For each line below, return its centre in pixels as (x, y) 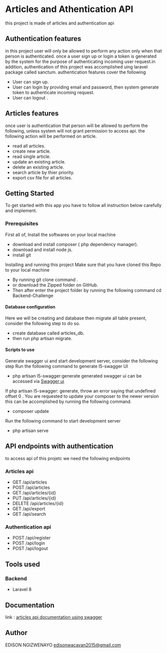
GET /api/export (29, 509)
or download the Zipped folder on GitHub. (55, 285)
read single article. (31, 156)
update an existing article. (39, 161)
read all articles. (29, 145)
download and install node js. (42, 249)
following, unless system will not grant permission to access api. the (75, 130)
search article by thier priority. (43, 172)
